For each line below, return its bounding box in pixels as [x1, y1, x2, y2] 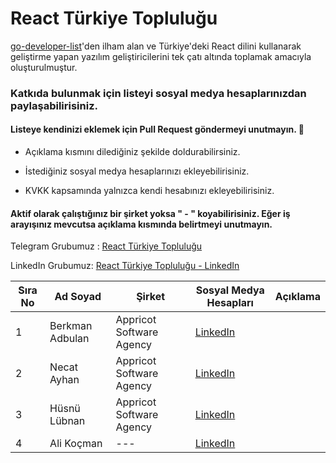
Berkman [49, 319, 93, 333]
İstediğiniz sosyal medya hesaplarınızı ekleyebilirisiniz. [24, 165, 250, 177]
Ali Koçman [49, 437, 103, 451]
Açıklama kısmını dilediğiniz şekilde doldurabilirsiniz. [24, 146, 241, 158]
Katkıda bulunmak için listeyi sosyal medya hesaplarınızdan [10, 86, 307, 100]
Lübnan [49, 414, 86, 428]
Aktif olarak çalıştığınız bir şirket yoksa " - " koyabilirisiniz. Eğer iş [10, 207, 291, 219]
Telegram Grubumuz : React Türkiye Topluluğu [10, 240, 203, 252]
